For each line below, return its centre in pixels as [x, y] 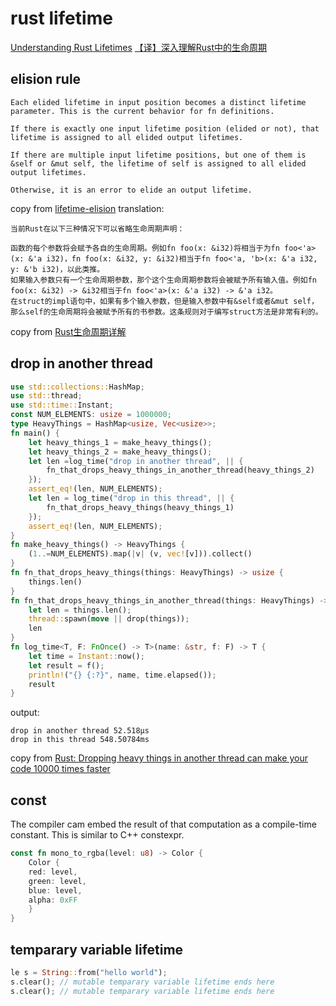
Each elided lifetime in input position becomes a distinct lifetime [158, 102]
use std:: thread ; [46, 396]
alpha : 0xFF [53, 900]
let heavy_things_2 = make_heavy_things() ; [120, 452]
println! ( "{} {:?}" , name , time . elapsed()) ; [122, 675]
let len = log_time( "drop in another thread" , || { [136, 461]
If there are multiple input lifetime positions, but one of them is [158, 155]
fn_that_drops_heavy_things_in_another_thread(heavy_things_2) [180, 470]
